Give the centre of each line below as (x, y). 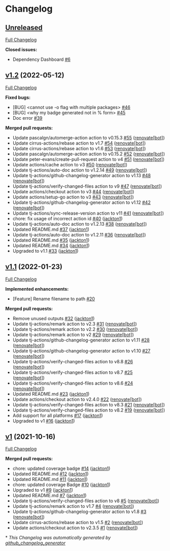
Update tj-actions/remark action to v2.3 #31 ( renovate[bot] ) (75, 324)
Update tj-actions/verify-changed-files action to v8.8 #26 (73, 361)
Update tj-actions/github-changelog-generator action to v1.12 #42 (81, 202)
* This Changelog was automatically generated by (58, 538)
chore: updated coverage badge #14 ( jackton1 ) (61, 469)
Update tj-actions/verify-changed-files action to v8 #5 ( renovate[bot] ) (86, 501)
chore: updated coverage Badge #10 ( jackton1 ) (61, 485)
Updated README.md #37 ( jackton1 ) (51, 229)
